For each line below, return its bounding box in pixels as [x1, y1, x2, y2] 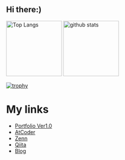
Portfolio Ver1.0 [14, 122, 52, 129]
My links [6, 103, 49, 116]
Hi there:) [6, 5, 42, 15]
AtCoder [14, 128, 36, 135]
